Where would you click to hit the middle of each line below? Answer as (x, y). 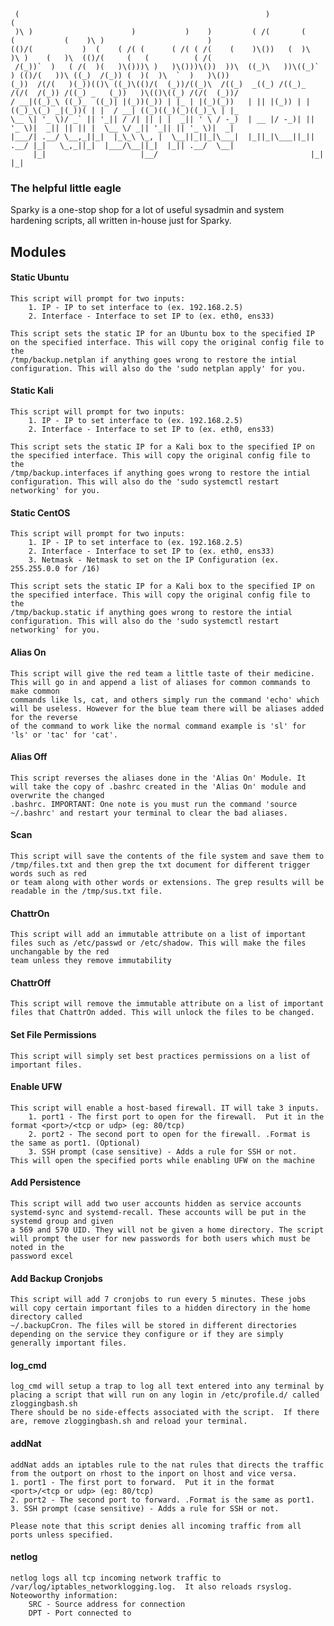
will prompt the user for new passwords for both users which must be (160, 1238)
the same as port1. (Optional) (75, 1143)
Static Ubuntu (40, 277)
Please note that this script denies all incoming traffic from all (156, 1526)
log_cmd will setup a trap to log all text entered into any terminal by (167, 1386)
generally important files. (69, 1343)
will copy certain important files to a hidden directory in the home (160, 1308)
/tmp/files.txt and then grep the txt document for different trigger (160, 865)
